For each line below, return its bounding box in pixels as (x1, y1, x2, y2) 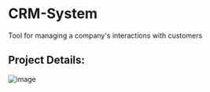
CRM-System (8, 5, 98, 23)
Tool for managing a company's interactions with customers (8, 31, 203, 40)
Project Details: (8, 53, 85, 67)
